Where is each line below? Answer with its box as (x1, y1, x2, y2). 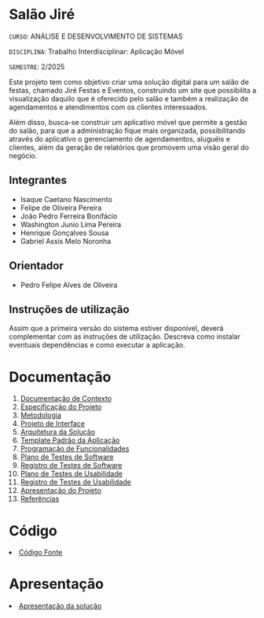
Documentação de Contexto (20, 394, 112, 403)
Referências (20, 494, 60, 504)
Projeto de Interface (20, 419, 86, 429)
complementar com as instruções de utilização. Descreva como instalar (9, 332, 240, 341)
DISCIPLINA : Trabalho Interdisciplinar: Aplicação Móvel (9, 46, 184, 56)
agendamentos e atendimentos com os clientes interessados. (9, 102, 207, 112)
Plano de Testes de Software (20, 452, 114, 462)
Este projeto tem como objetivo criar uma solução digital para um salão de (9, 77, 250, 86)
